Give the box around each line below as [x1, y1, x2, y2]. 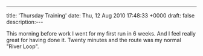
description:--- [6, 19, 43, 25]
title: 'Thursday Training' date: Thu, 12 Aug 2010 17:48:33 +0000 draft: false [6, 12, 195, 19]
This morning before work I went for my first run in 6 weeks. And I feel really [6, 30, 196, 37]
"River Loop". [6, 43, 39, 50]
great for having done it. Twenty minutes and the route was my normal [6, 37, 181, 43]
